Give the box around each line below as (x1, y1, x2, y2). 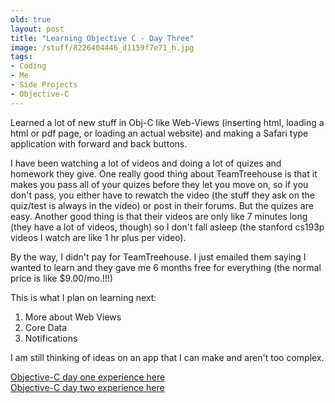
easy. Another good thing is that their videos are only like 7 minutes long (10, 210, 308, 222)
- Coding (10, 61, 47, 71)
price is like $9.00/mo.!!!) (10, 272, 114, 284)
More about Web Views (24, 311, 122, 323)
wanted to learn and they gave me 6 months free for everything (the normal (10, 261, 322, 273)
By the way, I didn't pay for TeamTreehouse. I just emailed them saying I (10, 251, 307, 263)
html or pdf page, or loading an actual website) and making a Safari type (10, 127, 309, 139)
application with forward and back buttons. (10, 137, 188, 150)
